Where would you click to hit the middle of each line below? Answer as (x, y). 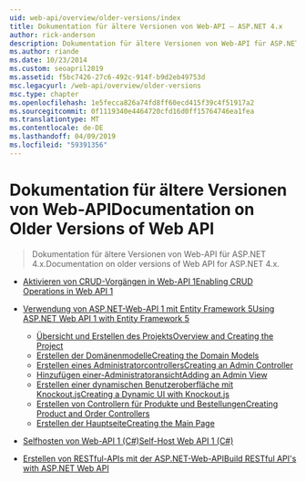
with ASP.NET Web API (66, 468)
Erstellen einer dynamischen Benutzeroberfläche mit (135, 385)
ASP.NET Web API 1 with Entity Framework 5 (106, 318)
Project (50, 345)
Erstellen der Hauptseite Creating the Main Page (126, 423)
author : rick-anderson (52, 35)
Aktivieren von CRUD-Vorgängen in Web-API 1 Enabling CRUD (138, 281)
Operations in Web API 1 (68, 291)
